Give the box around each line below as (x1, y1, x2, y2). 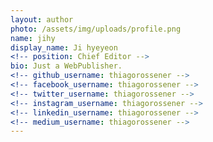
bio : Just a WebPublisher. (10, 61, 123, 71)
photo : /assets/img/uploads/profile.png (10, 24, 182, 34)
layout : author (10, 14, 74, 25)
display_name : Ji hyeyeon (10, 42, 118, 53)
